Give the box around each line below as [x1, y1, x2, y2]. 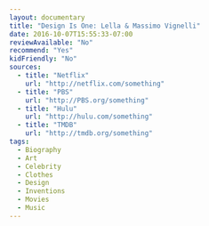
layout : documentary [9, 12, 86, 22]
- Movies [17, 195, 50, 205]
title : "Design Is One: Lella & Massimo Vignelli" [9, 21, 201, 30]
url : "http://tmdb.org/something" [25, 129, 153, 138]
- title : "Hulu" [17, 104, 77, 113]
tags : [9, 137, 29, 146]
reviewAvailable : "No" [9, 37, 93, 47]
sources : [9, 63, 42, 72]
